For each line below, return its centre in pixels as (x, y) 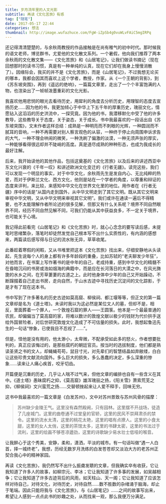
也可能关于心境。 (22, 216)
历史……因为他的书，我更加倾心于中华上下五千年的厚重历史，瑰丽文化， (82, 107)
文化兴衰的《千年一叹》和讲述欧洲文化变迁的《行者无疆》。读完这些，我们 (84, 167)
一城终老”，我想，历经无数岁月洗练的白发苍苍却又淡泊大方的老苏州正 (88, 449)
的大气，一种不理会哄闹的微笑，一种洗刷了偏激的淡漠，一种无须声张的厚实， (83, 138)
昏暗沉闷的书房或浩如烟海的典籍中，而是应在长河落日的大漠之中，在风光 (83, 268)
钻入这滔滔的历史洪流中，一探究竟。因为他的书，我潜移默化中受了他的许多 (85, 113)
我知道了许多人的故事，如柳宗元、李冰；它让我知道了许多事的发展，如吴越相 (83, 472)
